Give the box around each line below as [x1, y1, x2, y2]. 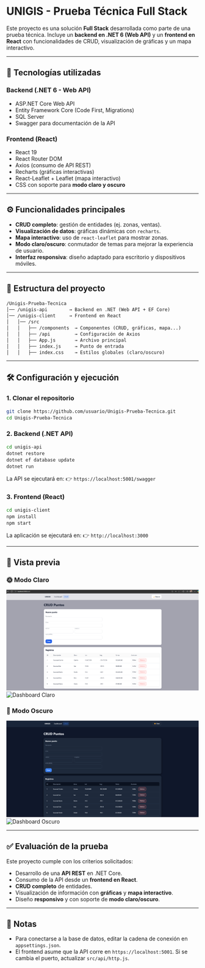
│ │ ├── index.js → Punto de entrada [6, 343, 124, 350]
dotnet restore [6, 451, 45, 457]
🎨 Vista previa [6, 557, 60, 568]
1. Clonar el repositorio [6, 394, 74, 402]
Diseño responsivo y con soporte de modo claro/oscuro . [15, 895, 160, 902]
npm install [6, 513, 37, 520]
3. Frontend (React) [6, 492, 65, 501]
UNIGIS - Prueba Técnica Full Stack [6, 4, 188, 18]
